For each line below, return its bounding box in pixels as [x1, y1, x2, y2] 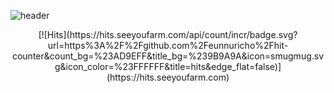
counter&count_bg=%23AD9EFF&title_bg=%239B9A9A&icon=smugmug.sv [11, 50, 325, 62]
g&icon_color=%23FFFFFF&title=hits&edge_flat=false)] [54, 61, 282, 72]
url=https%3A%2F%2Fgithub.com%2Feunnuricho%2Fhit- [47, 40, 289, 51]
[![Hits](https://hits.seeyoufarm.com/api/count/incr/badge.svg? [38, 29, 298, 40]
